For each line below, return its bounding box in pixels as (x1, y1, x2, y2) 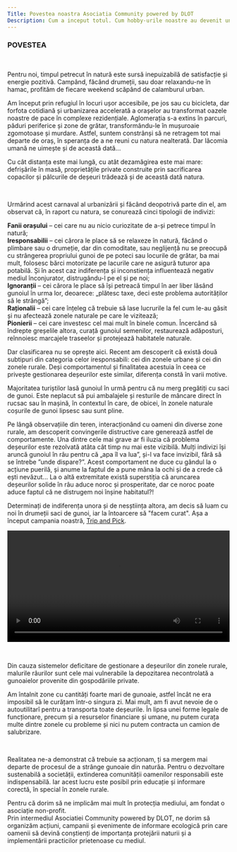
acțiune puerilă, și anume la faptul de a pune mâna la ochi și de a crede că (7, 465, 223, 474)
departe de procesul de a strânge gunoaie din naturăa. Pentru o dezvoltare (7, 762, 225, 771)
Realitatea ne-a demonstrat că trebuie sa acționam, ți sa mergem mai (7, 754, 208, 764)
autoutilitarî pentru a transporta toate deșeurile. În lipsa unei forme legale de (7, 705, 229, 713)
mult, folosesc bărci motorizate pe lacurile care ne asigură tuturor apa (7, 259, 210, 267)
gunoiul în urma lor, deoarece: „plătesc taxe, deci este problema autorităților (7, 288, 228, 297)
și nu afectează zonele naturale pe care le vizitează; (7, 311, 159, 320)
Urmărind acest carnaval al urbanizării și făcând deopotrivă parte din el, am (7, 199, 227, 209)
